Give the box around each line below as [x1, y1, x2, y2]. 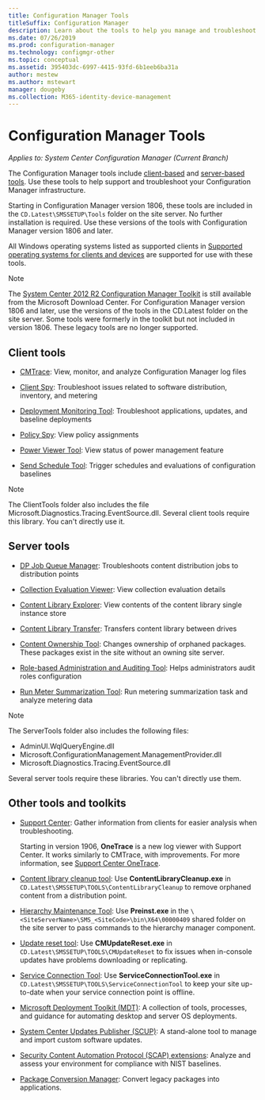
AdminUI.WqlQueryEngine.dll [19, 741, 115, 751]
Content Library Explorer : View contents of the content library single [19, 600, 243, 610]
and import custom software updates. [19, 1035, 142, 1044]
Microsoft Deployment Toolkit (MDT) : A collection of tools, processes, [19, 1002, 248, 1012]
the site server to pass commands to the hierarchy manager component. [19, 922, 256, 933]
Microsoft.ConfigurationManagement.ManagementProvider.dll [19, 749, 222, 759]
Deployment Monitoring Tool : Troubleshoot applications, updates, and [19, 406, 248, 415]
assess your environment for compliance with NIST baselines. [19, 1059, 221, 1068]
